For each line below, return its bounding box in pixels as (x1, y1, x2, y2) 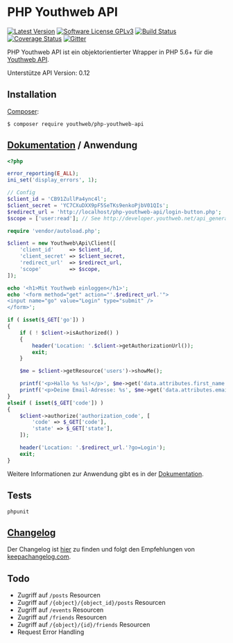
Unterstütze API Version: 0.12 (7, 69, 90, 77)
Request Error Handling (17, 628, 85, 636)
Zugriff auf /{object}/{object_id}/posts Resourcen (17, 599, 166, 607)
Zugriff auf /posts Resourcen (17, 591, 101, 599)
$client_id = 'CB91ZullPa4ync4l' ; (7, 195, 107, 203)
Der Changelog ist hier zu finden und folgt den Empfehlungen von (7, 545, 196, 554)
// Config (7, 189, 36, 196)
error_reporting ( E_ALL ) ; (7, 170, 79, 177)
